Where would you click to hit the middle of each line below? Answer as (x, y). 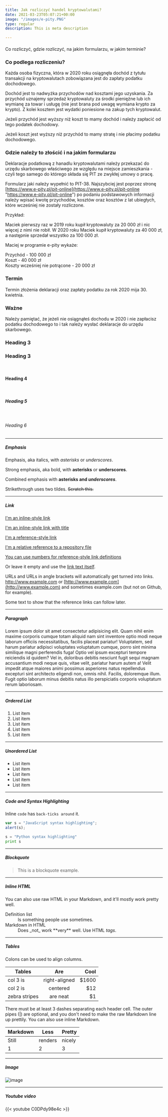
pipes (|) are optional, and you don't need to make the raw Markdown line (81, 1014)
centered (59, 988)
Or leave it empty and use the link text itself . (50, 567)
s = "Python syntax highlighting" (41, 837)
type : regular (20, 24)
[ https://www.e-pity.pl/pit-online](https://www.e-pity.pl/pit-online (72, 189)
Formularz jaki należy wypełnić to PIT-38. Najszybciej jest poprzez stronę (81, 184)
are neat (59, 996)
